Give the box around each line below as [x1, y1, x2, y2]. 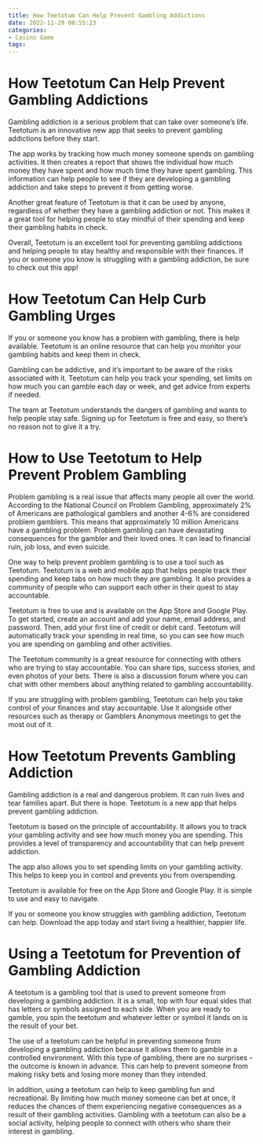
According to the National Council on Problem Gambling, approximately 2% [8, 500, 252, 510]
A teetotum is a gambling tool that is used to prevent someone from [8, 987, 226, 997]
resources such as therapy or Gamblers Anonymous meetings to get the [8, 711, 242, 721]
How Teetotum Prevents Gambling [8, 747, 236, 766]
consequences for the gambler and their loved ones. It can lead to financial [8, 533, 251, 543]
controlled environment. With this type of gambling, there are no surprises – [8, 1053, 254, 1062]
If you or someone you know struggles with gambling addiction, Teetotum [8, 908, 247, 919]
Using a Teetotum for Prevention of [8, 945, 241, 963]
